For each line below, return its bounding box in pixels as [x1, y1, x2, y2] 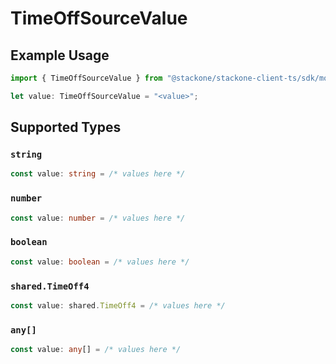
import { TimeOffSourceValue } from [10, 73, 163, 83]
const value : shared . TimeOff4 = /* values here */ [10, 300, 226, 311]
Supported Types [10, 119, 122, 136]
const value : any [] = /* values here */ [10, 345, 182, 355]
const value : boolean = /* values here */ [10, 257, 190, 267]
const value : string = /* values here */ [10, 169, 186, 179]
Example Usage [10, 47, 110, 64]
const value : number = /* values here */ [10, 213, 186, 223]
